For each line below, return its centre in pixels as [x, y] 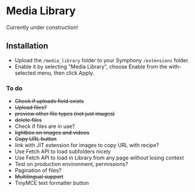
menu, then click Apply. [66, 73]
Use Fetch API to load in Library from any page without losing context [99, 158]
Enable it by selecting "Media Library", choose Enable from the [91, 66]
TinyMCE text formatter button [52, 183]
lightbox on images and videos [52, 133]
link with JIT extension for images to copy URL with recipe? [87, 145]
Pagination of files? [38, 171]
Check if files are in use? [45, 126]
